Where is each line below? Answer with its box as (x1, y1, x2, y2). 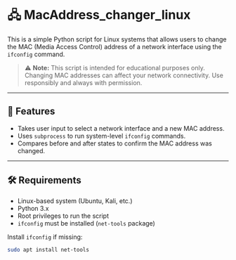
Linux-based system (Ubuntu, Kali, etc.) (17, 196, 133, 205)
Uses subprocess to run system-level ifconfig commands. (17, 131, 186, 140)
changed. (17, 146, 46, 155)
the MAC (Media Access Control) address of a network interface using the (7, 42, 223, 51)
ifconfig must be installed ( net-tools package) (17, 219, 156, 227)
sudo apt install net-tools (7, 246, 90, 253)
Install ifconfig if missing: (7, 233, 83, 241)
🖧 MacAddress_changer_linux (7, 7, 191, 23)
